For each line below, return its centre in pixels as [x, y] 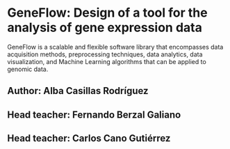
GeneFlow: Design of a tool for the [107, 13]
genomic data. [28, 69]
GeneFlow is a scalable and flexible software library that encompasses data [115, 47]
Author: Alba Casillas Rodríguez [78, 91]
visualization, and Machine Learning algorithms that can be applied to [107, 61]
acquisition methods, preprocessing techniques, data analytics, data [105, 54]
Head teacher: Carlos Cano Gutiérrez [89, 138]
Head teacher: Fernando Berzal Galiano [94, 115]
